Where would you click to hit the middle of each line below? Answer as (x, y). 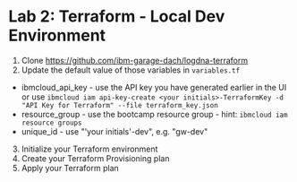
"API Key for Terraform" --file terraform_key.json (119, 105)
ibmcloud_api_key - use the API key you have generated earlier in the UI (154, 87)
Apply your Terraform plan (70, 168)
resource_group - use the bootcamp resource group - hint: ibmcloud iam (154, 114)
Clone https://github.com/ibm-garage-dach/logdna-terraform (134, 60)
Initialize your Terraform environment (89, 149)
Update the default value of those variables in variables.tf (131, 70)
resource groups (51, 123)
